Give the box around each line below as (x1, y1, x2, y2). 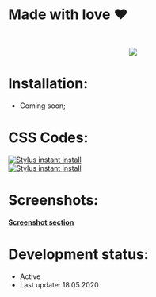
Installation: (8, 75, 89, 93)
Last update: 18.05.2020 (19, 280, 99, 289)
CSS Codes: (8, 129, 89, 147)
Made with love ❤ (8, 6, 128, 24)
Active (19, 272, 41, 281)
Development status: (8, 245, 149, 263)
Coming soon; (19, 101, 66, 110)
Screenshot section (8, 217, 74, 227)
